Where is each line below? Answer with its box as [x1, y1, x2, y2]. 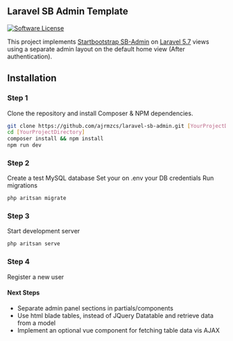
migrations [7, 181, 38, 190]
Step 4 [7, 257, 30, 267]
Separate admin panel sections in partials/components [17, 303, 173, 312]
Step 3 [7, 211, 30, 221]
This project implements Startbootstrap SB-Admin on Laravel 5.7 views [7, 38, 209, 46]
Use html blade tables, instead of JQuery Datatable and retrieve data [17, 311, 214, 319]
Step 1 [7, 93, 28, 103]
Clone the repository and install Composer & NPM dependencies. [7, 109, 193, 117]
